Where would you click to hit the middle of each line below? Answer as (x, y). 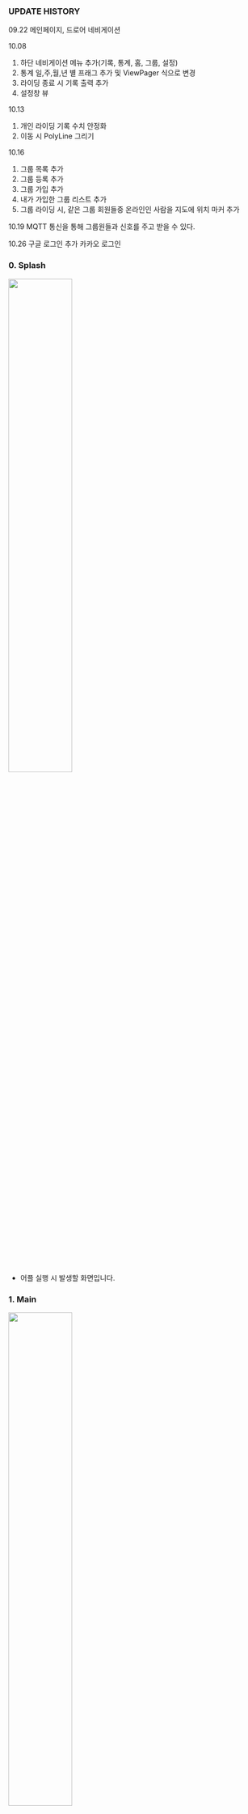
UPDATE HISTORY (44, 11)
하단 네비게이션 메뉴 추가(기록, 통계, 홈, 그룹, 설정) (99, 63)
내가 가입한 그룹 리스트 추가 (63, 199)
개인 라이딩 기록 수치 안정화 (63, 126)
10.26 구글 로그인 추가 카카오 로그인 (65, 244)
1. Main (23, 1299)
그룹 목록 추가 (42, 169)
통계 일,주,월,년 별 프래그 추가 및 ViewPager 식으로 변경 (108, 73)
